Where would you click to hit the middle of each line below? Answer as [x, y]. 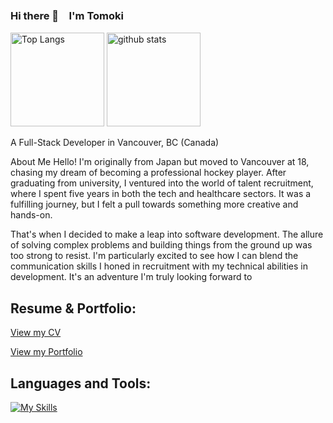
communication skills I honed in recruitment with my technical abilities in [159, 266]
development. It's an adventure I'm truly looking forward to [131, 277]
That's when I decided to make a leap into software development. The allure [167, 234]
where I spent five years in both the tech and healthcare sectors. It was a [161, 194]
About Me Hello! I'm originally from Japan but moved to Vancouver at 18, [160, 162]
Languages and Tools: [81, 383]
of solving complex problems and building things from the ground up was [161, 245]
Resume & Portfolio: [73, 308]
